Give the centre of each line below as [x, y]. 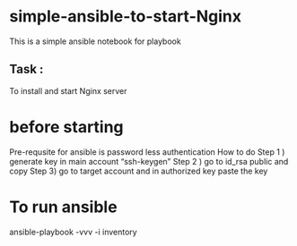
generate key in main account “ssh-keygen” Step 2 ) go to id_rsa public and [149, 161]
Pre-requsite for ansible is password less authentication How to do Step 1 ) [147, 152]
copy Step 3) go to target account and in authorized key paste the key [139, 171]
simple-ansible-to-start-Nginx [126, 17]
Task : [26, 69]
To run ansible [64, 207]
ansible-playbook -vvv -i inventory [73, 232]
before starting [66, 127]
